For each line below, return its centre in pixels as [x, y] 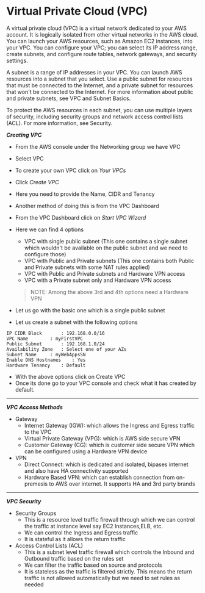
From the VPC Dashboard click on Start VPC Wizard [81, 217]
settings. [17, 60]
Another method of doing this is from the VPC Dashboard [87, 206]
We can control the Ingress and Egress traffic [81, 533]
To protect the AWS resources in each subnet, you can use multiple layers [99, 110]
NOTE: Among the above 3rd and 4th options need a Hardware [110, 292]
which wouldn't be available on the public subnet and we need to [106, 248]
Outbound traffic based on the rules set [74, 558]
